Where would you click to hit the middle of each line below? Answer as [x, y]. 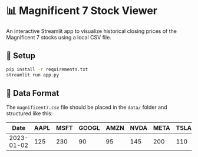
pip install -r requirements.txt [47, 69]
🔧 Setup [21, 56]
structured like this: [29, 113]
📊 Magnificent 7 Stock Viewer [82, 11]
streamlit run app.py [33, 75]
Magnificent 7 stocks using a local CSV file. [59, 37]
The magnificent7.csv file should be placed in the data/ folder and [87, 107]
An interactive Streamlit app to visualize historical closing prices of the [91, 31]
